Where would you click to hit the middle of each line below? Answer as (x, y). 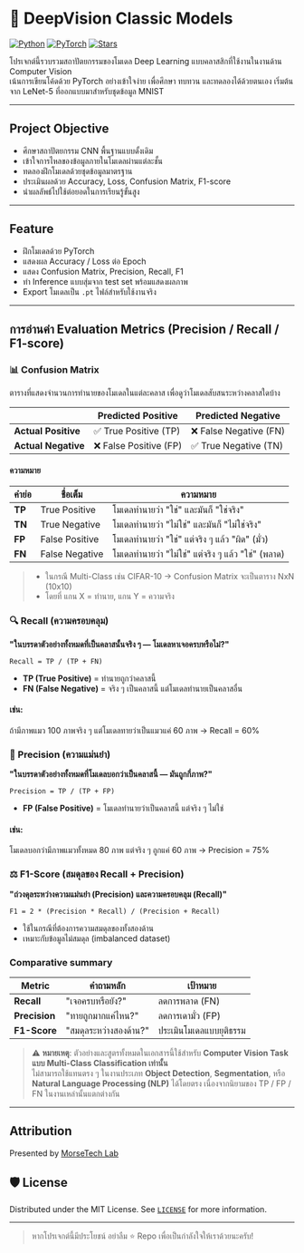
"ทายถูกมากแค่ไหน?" (102, 1016)
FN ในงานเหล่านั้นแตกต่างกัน (76, 1094)
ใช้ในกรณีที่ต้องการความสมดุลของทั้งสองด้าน (88, 928)
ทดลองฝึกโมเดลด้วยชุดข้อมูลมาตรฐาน (77, 170)
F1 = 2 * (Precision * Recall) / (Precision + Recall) (115, 911)
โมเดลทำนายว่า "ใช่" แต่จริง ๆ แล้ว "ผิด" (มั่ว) (190, 539)
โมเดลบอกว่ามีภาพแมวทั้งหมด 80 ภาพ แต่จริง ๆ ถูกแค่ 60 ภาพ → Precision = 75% (139, 850)
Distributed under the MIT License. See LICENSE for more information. (138, 1209)
